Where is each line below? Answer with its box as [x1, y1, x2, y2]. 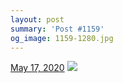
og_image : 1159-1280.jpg [10, 33, 114, 43]
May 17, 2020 [10, 62, 65, 74]
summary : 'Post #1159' [10, 24, 105, 34]
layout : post [10, 14, 65, 25]
